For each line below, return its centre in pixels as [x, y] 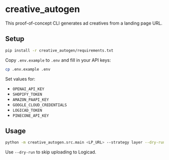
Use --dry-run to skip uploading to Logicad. [51, 152]
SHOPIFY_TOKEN [27, 94]
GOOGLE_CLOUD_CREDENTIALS [39, 105]
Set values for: [20, 79]
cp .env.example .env [28, 69]
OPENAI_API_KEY [28, 89]
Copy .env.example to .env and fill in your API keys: [58, 60]
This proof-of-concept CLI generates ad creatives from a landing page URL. [84, 23]
